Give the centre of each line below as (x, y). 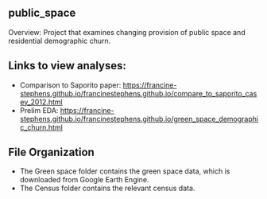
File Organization (52, 152)
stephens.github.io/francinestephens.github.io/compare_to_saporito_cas (138, 93)
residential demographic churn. (60, 41)
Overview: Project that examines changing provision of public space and (127, 32)
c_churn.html (41, 127)
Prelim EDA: (39, 110)
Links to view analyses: (68, 66)
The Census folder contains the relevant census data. (107, 188)
